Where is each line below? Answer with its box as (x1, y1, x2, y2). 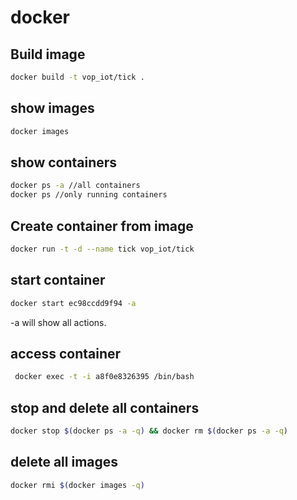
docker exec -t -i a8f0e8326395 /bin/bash (14, 372, 195, 382)
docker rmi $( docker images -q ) (10, 480, 145, 490)
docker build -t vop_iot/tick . (10, 72, 145, 82)
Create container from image (10, 217, 194, 235)
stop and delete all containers (10, 399, 200, 416)
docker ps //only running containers (10, 190, 168, 200)
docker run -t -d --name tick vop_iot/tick (10, 244, 195, 254)
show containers (10, 154, 118, 171)
